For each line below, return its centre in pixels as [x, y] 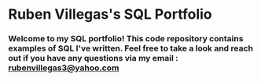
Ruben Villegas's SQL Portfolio [110, 14]
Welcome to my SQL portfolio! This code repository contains [126, 39]
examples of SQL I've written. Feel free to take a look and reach [131, 48]
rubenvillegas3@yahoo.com [64, 68]
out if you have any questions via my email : [93, 58]
